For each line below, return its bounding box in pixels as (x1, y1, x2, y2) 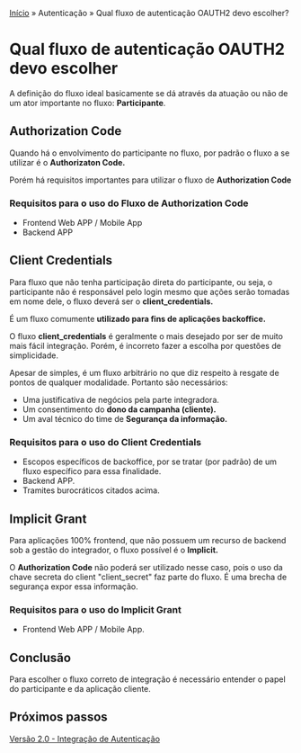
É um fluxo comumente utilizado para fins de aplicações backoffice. (9, 313, 267, 324)
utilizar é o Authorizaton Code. (9, 157, 126, 167)
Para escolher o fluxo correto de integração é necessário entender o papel (9, 674, 286, 685)
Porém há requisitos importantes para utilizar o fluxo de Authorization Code (9, 175, 292, 185)
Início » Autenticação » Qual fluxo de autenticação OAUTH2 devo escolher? (9, 8, 289, 18)
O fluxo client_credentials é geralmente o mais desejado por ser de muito (9, 330, 283, 341)
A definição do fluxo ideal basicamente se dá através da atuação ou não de (9, 87, 288, 98)
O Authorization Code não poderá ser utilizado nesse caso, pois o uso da (9, 561, 283, 572)
